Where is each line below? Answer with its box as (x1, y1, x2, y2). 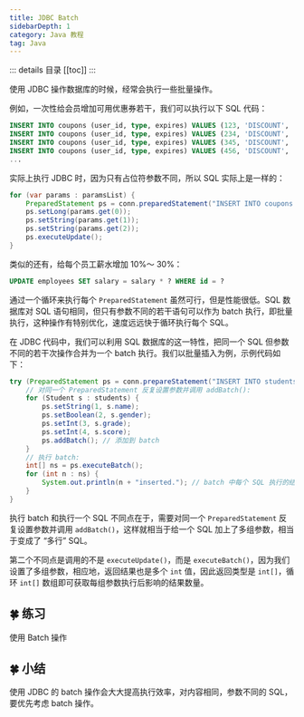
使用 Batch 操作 (9, 632, 68, 643)
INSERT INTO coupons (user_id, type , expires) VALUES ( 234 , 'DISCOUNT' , (9, 130, 290, 139)
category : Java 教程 (9, 30, 84, 39)
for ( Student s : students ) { (25, 393, 140, 403)
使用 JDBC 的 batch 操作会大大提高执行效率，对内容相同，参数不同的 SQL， (9, 686, 293, 698)
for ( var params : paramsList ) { (9, 190, 136, 199)
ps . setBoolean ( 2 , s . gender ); (42, 411, 152, 420)
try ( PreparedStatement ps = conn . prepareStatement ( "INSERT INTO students (9, 377, 298, 386)
